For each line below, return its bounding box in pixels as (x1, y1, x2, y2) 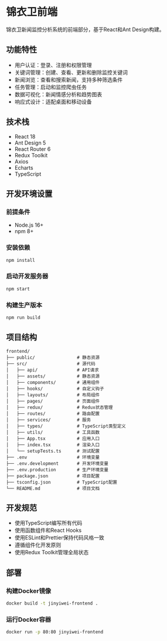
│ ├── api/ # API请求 (6, 367, 99, 373)
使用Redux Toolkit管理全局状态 (14, 549, 89, 556)
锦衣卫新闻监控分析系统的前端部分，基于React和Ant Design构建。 (6, 26, 165, 33)
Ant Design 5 (14, 139, 46, 146)
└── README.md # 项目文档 (6, 485, 100, 491)
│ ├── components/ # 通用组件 (6, 379, 100, 385)
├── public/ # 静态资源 (6, 355, 100, 360)
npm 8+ (14, 228, 34, 235)
